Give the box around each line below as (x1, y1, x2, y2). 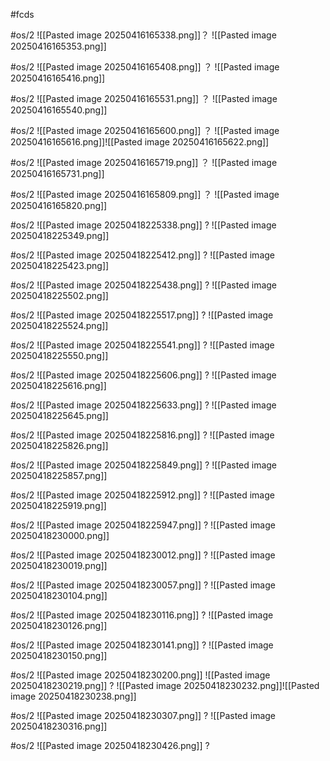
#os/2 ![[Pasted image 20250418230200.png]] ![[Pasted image (10, 669, 271, 681)
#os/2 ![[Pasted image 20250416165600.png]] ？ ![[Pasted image (10, 125, 280, 136)
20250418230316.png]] (10, 720, 108, 732)
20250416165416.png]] (10, 72, 106, 84)
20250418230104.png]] (10, 590, 108, 601)
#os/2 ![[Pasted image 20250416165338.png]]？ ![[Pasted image (10, 29, 277, 41)
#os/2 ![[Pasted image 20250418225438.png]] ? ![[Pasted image (10, 279, 278, 291)
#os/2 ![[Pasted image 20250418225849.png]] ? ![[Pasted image (10, 459, 278, 471)
